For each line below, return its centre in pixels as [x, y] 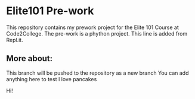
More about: [30, 58]
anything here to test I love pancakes [52, 79]
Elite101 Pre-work [50, 11]
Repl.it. [15, 40]
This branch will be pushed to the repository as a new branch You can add [97, 73]
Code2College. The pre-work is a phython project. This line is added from [97, 33]
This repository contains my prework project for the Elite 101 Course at [92, 27]
